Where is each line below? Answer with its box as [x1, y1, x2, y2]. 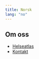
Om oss [5, 30, 29, 39]
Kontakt [12, 49, 29, 55]
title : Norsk [5, 7, 32, 12]
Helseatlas [12, 43, 34, 50]
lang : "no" [5, 12, 28, 17]
